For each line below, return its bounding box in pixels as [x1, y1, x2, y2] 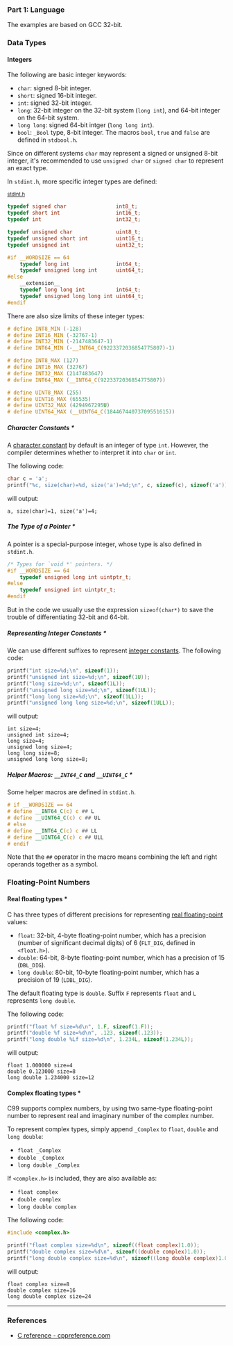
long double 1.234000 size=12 [7, 1074, 95, 1081]
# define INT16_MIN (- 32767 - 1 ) [7, 331, 98, 338]
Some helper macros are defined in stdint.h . [7, 788, 137, 796]
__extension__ [19, 280, 60, 287]
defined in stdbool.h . [17, 136, 78, 144]
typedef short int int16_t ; [7, 210, 141, 217]
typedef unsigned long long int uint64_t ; [19, 293, 144, 299]
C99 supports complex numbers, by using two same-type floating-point [7, 1104, 213, 1113]
